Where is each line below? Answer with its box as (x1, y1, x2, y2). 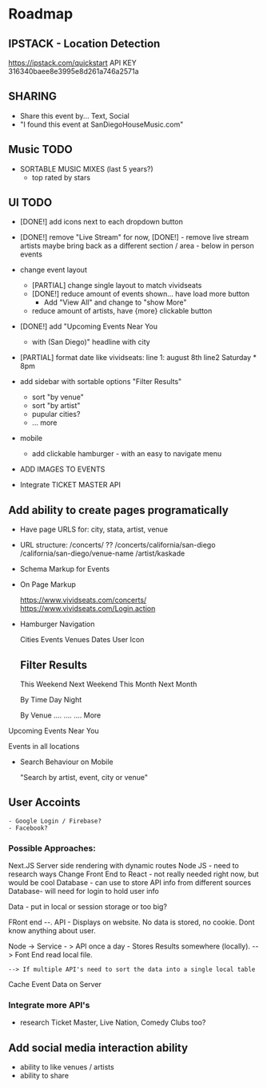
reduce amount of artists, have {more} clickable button (31, 306, 213, 316)
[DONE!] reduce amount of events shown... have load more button (31, 289, 250, 299)
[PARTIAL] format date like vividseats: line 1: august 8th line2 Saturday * (19, 353, 257, 362)
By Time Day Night (19, 695, 82, 705)
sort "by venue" (31, 392, 84, 402)
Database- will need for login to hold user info (8, 887, 160, 896)
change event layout (19, 265, 88, 275)
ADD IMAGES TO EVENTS (19, 464, 106, 474)
